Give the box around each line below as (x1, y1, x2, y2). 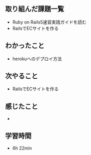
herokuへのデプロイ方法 (12, 56, 62, 62)
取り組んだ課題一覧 (5, 5, 64, 14)
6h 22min (12, 145, 32, 151)
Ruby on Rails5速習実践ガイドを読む (12, 19, 87, 25)
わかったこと (5, 42, 45, 50)
